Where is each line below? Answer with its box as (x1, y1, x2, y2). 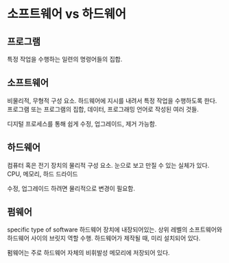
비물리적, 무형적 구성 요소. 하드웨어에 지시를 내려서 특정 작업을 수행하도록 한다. (7, 97, 217, 105)
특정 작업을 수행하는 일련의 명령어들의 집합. (7, 55, 123, 63)
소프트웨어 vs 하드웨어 (7, 6, 127, 22)
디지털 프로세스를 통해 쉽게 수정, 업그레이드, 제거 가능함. (7, 119, 157, 127)
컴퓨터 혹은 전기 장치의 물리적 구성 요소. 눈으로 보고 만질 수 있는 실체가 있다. (7, 161, 210, 169)
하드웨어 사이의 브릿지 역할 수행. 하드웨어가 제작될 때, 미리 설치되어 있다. (7, 234, 201, 242)
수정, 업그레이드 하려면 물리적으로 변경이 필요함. (7, 184, 136, 192)
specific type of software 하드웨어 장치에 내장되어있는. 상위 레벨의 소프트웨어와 (7, 225, 223, 234)
